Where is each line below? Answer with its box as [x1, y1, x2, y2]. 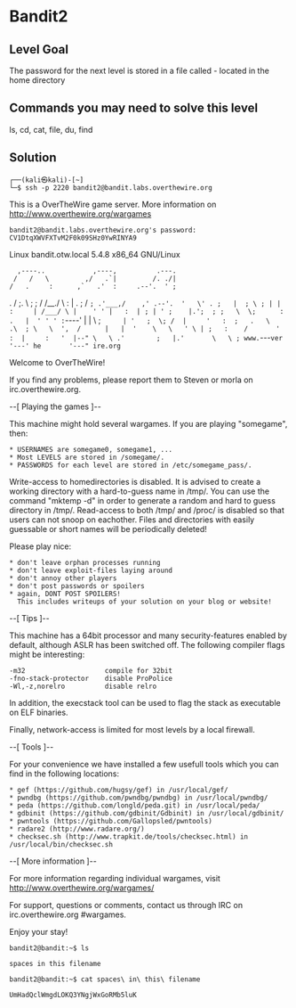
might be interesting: [9, 649, 85, 660]
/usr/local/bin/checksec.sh [9, 840, 114, 848]
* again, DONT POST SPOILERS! [9, 589, 122, 598]
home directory [9, 75, 66, 86]
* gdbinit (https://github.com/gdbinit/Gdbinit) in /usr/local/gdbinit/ [9, 808, 284, 817]
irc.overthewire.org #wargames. [9, 909, 127, 920]
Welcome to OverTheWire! [9, 356, 106, 367]
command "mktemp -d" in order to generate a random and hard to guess [9, 495, 276, 505]
